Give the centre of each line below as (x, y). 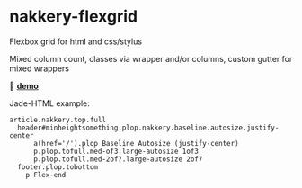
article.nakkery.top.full (58, 120)
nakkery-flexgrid (73, 17)
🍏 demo (24, 85)
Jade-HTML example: (49, 103)
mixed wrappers (40, 68)
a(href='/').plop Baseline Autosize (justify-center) (136, 143)
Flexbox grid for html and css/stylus (75, 41)
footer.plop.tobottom (58, 167)
